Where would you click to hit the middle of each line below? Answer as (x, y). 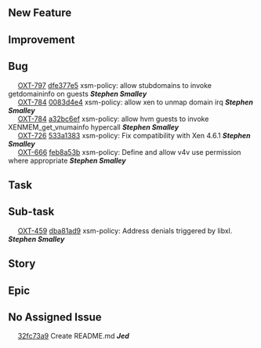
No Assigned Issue (55, 317)
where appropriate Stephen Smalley (67, 160)
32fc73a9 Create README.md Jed (73, 336)
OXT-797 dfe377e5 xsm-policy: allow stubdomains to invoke (114, 85)
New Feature (40, 13)
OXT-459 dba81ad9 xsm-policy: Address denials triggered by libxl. (125, 230)
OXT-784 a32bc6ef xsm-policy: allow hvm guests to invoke (113, 119)
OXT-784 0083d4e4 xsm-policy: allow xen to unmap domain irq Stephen (135, 102)
